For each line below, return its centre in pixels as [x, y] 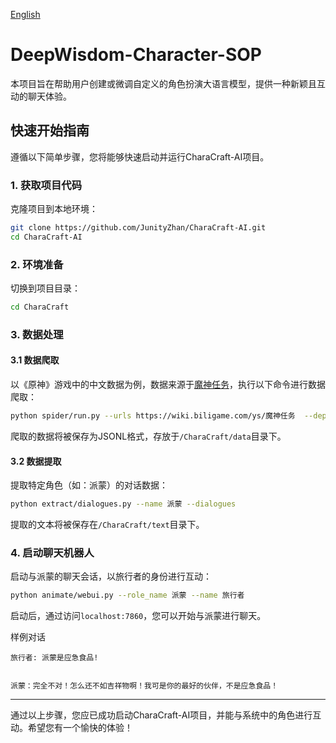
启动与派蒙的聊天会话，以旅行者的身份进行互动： [111, 576]
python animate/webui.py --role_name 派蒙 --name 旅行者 [127, 595]
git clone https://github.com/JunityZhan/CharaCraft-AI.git [138, 228]
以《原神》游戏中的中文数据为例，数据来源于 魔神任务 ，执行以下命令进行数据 [168, 385]
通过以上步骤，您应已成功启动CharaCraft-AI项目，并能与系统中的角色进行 [161, 715]
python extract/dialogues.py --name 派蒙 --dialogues [123, 504]
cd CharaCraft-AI [46, 237]
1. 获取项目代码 [46, 185]
